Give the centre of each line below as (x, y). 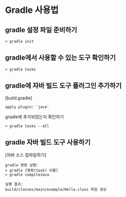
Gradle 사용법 (32, 10)
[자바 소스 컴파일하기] (26, 155)
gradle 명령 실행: (22, 165)
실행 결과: (14, 184)
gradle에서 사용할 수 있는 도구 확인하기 (61, 58)
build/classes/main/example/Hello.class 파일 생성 (56, 190)
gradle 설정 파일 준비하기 (41, 30)
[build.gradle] (19, 98)
